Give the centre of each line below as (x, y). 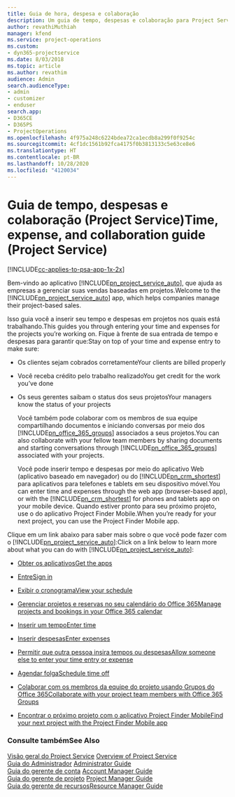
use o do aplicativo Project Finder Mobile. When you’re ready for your (117, 514)
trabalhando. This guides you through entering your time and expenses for (114, 326)
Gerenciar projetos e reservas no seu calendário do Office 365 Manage (119, 603)
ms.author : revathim (37, 72)
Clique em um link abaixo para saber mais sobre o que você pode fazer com (117, 535)
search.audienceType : (39, 86)
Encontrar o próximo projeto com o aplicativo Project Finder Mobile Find (120, 715)
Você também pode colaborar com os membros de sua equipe (107, 417)
